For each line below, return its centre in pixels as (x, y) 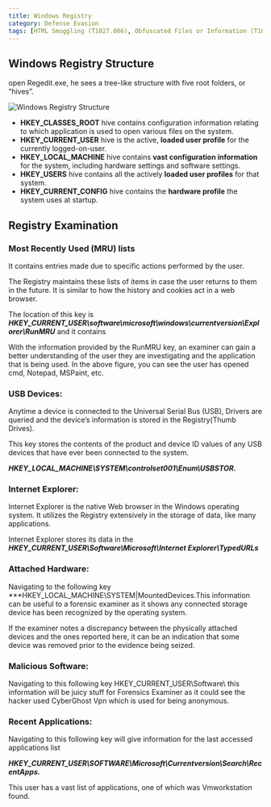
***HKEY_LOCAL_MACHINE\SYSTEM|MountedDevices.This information (129, 595)
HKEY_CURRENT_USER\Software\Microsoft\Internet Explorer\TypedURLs (133, 548)
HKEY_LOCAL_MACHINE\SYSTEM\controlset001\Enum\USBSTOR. (122, 468)
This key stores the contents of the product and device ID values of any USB (135, 444)
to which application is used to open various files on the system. (127, 132)
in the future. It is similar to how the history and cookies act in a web (122, 290)
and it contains (81, 331)
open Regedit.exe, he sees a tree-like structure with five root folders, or (127, 83)
